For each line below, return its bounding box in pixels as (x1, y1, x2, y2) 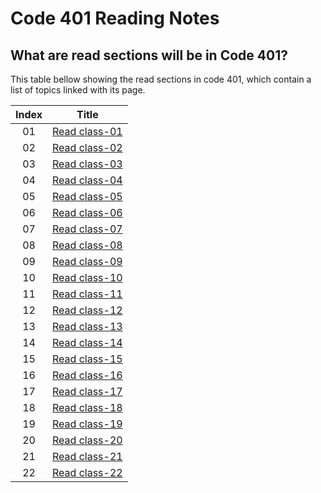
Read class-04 (52, 173, 123, 187)
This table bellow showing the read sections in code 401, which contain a (10, 73, 312, 85)
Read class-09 (52, 255, 123, 268)
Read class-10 (52, 271, 123, 284)
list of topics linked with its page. (10, 84, 146, 96)
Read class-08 (52, 238, 123, 252)
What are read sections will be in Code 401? (10, 47, 288, 64)
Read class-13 (52, 320, 123, 333)
